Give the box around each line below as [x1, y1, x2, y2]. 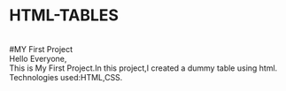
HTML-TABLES [9, 5, 120, 26]
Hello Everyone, [9, 53, 67, 64]
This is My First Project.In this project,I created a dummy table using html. [9, 63, 278, 73]
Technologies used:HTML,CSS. [9, 72, 123, 82]
